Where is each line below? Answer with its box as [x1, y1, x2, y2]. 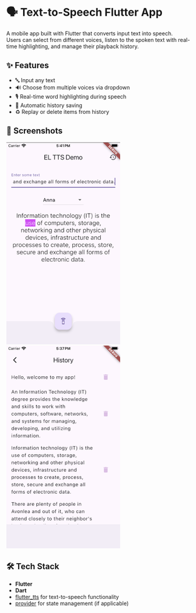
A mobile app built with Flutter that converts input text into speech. [6, 29, 173, 37]
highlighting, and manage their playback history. [18, 43, 139, 50]
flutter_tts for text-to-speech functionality [15, 594, 120, 601]
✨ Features [6, 60, 49, 71]
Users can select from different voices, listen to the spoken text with [6, 36, 177, 43]
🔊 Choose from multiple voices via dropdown [15, 83, 130, 91]
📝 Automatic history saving [15, 102, 83, 109]
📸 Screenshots [6, 126, 63, 136]
